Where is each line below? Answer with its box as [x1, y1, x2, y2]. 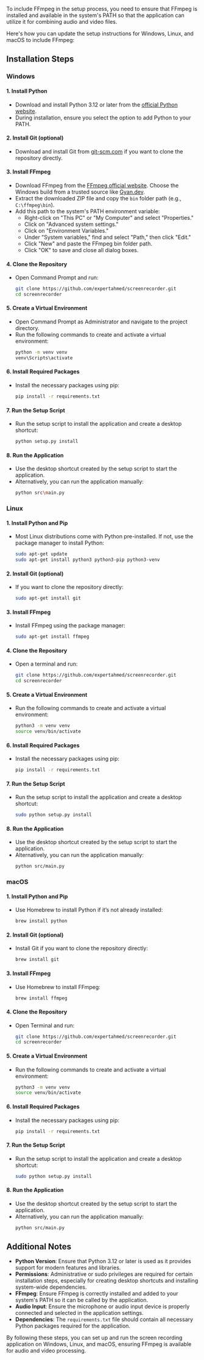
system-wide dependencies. [15, 1283, 87, 1291]
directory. [15, 325, 40, 332]
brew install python [15, 918, 68, 925]
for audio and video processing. [6, 1347, 86, 1355]
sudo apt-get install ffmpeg [15, 633, 90, 640]
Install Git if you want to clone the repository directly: [15, 945, 148, 952]
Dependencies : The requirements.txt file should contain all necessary [15, 1316, 194, 1323]
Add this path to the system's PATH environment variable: [15, 207, 160, 215]
